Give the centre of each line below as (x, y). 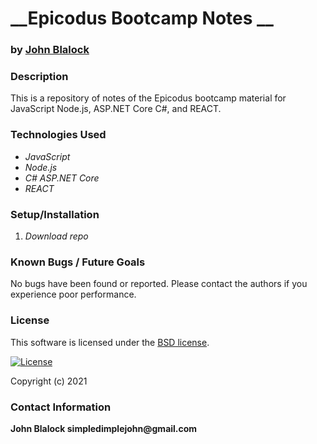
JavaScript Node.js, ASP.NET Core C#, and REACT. (116, 109)
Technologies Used (58, 135)
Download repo (56, 236)
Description (39, 77)
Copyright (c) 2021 (49, 381)
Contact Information (61, 407)
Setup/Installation (55, 214)
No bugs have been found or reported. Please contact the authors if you (159, 284)
